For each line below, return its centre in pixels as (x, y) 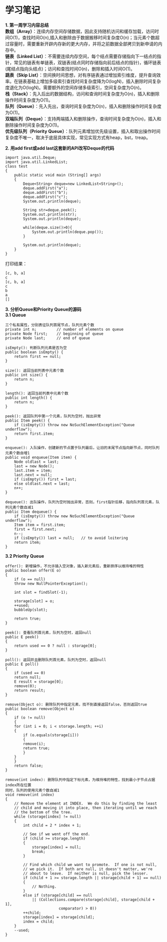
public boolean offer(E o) (33, 570)
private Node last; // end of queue (48, 338)
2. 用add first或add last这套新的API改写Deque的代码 (60, 148)
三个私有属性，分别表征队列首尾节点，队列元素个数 (50, 325)
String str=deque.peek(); (50, 210)
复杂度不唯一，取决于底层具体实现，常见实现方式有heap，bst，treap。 (78, 137)
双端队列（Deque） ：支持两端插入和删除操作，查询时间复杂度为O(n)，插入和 (83, 118)
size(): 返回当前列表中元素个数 (35, 370)
